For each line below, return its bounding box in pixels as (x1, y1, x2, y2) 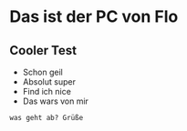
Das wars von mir (22, 96, 89, 106)
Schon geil (22, 66, 64, 77)
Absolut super (22, 76, 76, 87)
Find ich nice (22, 86, 71, 96)
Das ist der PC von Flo (9, 6, 179, 27)
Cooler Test (9, 43, 78, 58)
